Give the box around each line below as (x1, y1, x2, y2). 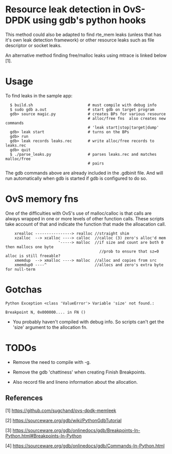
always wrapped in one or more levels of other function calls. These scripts (5, 215, 164, 221)
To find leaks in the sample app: (5, 92, 73, 98)
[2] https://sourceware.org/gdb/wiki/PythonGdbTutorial (5, 417, 122, 423)
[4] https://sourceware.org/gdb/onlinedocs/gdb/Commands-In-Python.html (5, 442, 165, 449)
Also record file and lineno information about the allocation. (12, 379, 138, 385)
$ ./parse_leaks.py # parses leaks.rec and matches (10, 152, 157, 157)
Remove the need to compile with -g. (12, 359, 91, 365)
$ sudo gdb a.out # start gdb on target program (10, 107, 155, 112)
